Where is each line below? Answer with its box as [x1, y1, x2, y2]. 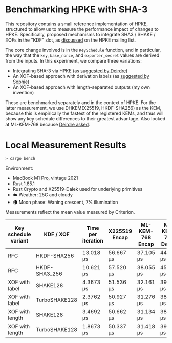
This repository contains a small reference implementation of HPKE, [5, 21, 148, 27]
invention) [12, 89, 34, 95]
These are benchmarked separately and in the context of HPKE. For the [5, 99, 156, 106]
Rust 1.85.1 [12, 180, 35, 187]
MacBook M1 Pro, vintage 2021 [12, 175, 78, 181]
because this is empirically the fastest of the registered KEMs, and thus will [5, 110, 164, 116]
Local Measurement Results [5, 139, 127, 151]
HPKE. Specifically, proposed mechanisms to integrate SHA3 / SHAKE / [5, 31, 156, 37]
